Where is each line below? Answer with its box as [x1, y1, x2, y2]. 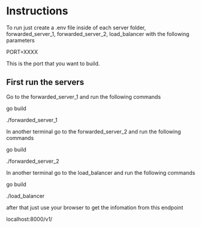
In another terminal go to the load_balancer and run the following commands [6, 169, 196, 176]
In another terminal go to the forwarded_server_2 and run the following [6, 127, 181, 135]
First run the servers [6, 77, 85, 87]
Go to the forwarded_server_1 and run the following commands [6, 93, 161, 100]
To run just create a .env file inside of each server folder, [6, 24, 146, 31]
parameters [6, 37, 35, 44]
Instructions [6, 4, 68, 18]
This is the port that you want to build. [6, 60, 100, 67]
